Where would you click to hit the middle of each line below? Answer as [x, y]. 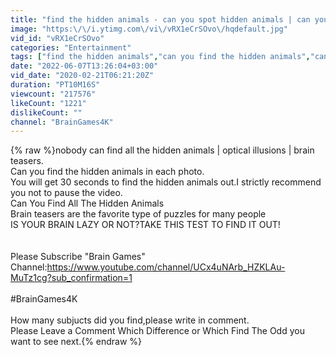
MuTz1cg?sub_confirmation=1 [71, 278]
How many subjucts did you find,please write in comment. [130, 320]
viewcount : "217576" [53, 94]
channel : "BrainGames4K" [62, 122]
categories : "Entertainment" [71, 47]
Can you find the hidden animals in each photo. [107, 172]
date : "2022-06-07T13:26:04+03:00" [84, 66]
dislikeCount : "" [46, 112]
